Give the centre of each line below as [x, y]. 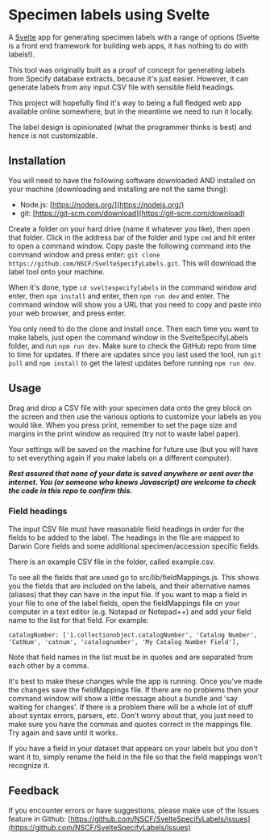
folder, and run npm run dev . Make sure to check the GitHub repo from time [133, 345]
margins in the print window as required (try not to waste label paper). [125, 433]
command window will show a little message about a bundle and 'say [123, 698]
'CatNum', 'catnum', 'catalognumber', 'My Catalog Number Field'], [124, 642]
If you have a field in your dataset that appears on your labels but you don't [133, 748]
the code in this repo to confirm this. [71, 491]
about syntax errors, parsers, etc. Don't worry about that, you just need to [131, 715]
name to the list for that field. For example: [79, 620]
